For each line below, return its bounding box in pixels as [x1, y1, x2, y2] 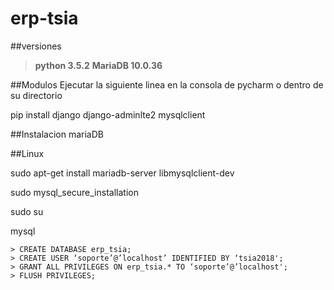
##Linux [10, 147, 45, 159]
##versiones [10, 40, 62, 52]
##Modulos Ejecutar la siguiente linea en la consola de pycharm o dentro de [10, 78, 324, 91]
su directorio [10, 89, 63, 101]
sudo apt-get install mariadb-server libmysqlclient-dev [10, 167, 235, 179]
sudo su [10, 205, 44, 217]
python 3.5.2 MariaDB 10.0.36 [34, 59, 163, 71]
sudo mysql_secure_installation [10, 186, 139, 198]
